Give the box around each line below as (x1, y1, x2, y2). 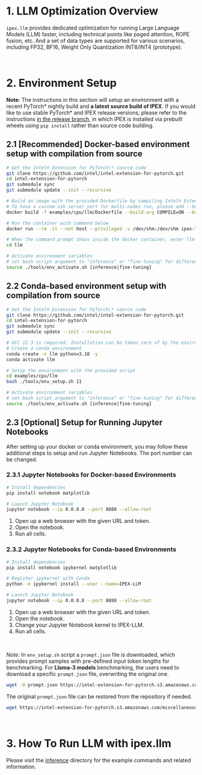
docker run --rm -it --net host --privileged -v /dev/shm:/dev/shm (6, 226, 179, 232)
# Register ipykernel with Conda (6, 575, 90, 581)
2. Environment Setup (6, 77, 117, 90)
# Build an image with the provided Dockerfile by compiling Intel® (6, 198, 182, 204)
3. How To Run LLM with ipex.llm (6, 736, 171, 750)
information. (6, 763, 37, 770)
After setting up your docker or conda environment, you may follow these (6, 443, 188, 450)
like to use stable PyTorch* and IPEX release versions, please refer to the (6, 109, 187, 116)
